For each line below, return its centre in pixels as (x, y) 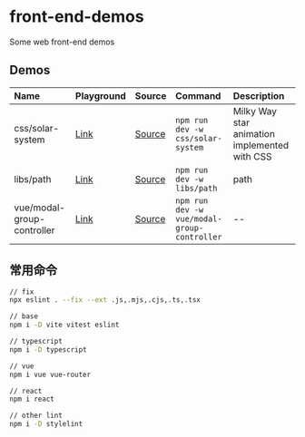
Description (259, 95)
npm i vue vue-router (50, 374)
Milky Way (255, 111)
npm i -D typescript (49, 350)
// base (24, 316)
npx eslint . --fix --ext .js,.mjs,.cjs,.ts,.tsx (105, 300)
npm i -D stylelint (46, 424)
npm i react (32, 399)
